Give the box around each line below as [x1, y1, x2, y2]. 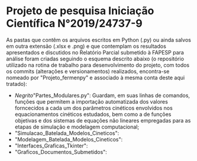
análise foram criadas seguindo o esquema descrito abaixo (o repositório [6, 55, 185, 62]
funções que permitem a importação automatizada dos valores [14, 98, 169, 105]
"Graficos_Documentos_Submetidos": [14, 148, 108, 155]
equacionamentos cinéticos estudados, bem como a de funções [14, 111, 172, 118]
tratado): [6, 80, 28, 87]
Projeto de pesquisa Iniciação [6, 4, 154, 18]
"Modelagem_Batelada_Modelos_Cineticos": [14, 136, 123, 143]
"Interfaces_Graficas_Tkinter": [14, 142, 88, 149]
